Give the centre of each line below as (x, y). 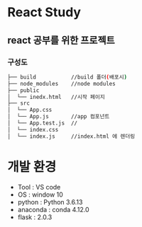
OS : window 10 (40, 194)
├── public (23, 90)
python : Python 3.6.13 (50, 202)
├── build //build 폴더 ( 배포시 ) (67, 77)
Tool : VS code (39, 187)
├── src (19, 103)
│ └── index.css (33, 129)
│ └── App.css (30, 110)
